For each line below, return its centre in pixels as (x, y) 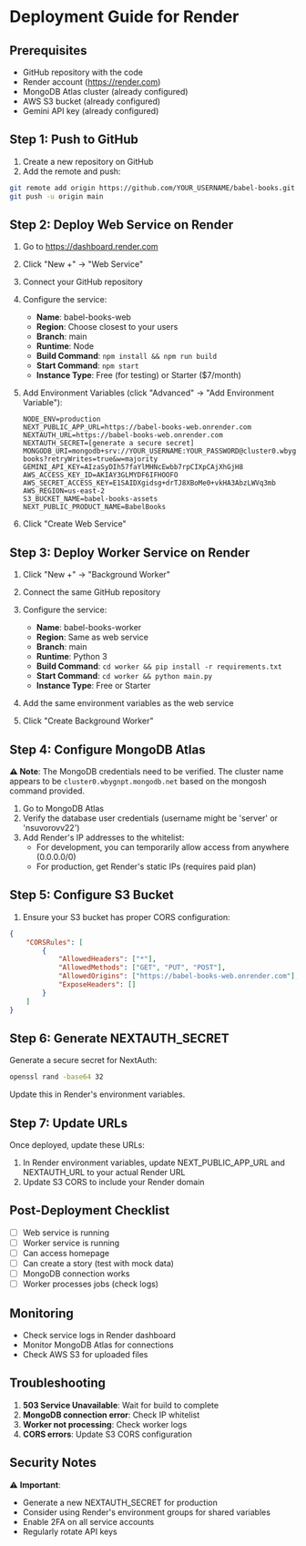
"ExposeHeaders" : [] (97, 985)
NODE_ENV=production (61, 420)
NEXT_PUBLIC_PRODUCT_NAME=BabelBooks (94, 507)
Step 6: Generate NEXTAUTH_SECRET (119, 1038)
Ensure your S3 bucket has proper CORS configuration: (126, 916)
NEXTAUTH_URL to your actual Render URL (104, 1172)
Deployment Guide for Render (124, 17)
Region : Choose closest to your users (107, 327)
